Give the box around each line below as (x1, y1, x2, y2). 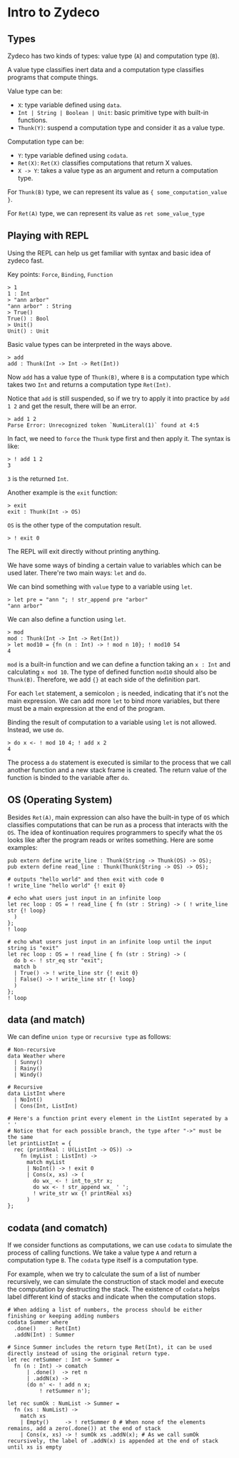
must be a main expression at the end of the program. (7, 704, 166, 712)
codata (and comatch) (7, 1222, 108, 1234)
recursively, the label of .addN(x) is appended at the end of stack (7, 1437, 219, 1445)
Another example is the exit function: (7, 488, 118, 497)
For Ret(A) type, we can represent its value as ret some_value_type (7, 209, 205, 218)
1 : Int (7, 290, 31, 297)
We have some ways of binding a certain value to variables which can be (7, 561, 222, 569)
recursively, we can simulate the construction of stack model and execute (7, 1277, 224, 1286)
